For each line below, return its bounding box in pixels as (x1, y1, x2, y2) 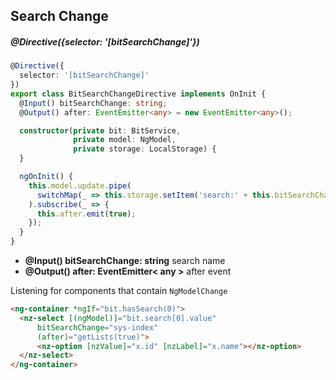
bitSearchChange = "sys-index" (36, 322, 159, 333)
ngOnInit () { (19, 172, 74, 182)
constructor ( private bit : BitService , (19, 125, 182, 136)
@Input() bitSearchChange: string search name (24, 255, 226, 267)
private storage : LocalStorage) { (73, 144, 217, 154)
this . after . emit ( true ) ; (36, 209, 137, 219)
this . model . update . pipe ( (28, 180, 132, 191)
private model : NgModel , (73, 135, 177, 145)
